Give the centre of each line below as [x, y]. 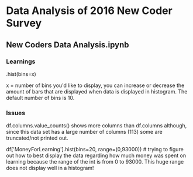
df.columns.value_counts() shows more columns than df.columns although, [96, 126]
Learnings [21, 61]
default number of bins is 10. [40, 98]
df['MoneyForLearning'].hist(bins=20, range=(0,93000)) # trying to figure [95, 150]
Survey [24, 23]
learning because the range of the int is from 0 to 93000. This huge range [95, 162]
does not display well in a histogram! [50, 168]
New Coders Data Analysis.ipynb [68, 45]
